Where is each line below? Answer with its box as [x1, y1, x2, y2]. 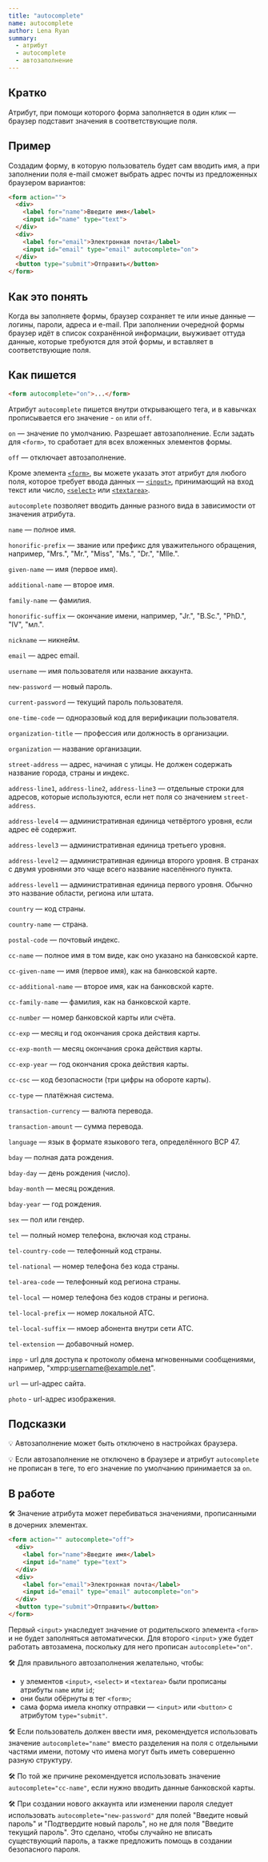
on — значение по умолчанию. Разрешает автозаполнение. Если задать [8, 428, 254, 438]
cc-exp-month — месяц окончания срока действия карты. [8, 1044, 203, 1053]
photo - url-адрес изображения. [8, 1393, 116, 1404]
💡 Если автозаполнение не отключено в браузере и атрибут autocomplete [8, 1454, 260, 1464]
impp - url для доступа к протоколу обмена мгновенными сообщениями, [8, 1354, 256, 1364]
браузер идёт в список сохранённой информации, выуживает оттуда [8, 328, 246, 338]
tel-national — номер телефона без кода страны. [8, 1261, 180, 1271]
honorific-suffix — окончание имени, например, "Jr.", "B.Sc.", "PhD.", [8, 611, 246, 620]
